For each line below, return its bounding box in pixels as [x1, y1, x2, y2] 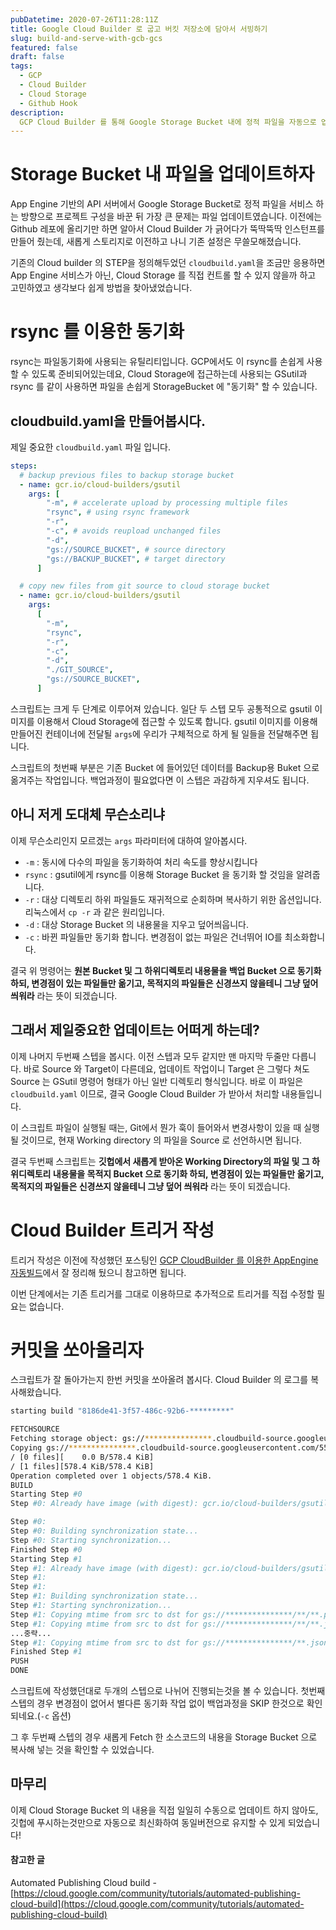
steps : [10, 461, 38, 471]
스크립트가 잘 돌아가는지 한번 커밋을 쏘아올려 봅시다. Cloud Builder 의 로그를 [10, 1374, 309, 1386]
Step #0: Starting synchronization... [10, 1535, 172, 1545]
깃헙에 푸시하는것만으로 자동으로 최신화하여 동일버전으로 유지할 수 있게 [10, 1816, 286, 1828]
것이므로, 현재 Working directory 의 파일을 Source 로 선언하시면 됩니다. [20, 1134, 303, 1146]
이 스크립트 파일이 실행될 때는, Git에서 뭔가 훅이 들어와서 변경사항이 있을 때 [10, 1121, 302, 1133]
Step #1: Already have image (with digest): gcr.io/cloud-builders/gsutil [10, 1563, 329, 1573]
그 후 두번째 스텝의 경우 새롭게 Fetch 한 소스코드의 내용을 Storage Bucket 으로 [10, 1731, 318, 1743]
